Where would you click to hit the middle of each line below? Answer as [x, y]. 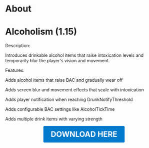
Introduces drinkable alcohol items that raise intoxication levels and [74, 55]
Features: [15, 70]
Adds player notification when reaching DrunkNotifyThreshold [69, 100]
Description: [18, 46]
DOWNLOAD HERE [84, 134]
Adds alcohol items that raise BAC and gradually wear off [64, 80]
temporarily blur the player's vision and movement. [57, 61]
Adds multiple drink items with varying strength [54, 119]
